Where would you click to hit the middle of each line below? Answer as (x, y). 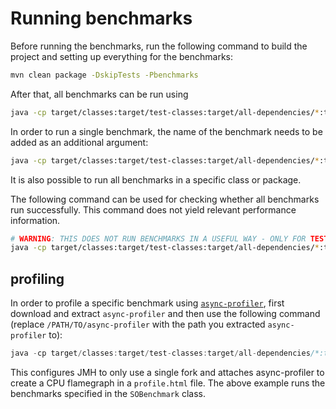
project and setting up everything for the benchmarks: (121, 56)
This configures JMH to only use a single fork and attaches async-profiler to (167, 372)
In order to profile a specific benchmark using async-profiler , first (147, 303)
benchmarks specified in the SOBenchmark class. (108, 393)
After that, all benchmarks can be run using (99, 94)
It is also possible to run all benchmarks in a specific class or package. (156, 179)
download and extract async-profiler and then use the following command (165, 314)
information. (35, 220)
